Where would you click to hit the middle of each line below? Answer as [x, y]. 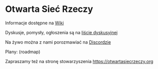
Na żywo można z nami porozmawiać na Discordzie [58, 42]
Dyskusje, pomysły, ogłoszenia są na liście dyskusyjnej [61, 32]
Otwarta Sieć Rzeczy [49, 9]
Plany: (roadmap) [23, 52]
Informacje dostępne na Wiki [35, 23]
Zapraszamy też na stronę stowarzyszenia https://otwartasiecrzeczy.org [79, 61]
